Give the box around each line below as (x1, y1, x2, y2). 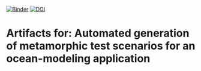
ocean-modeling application (6, 52, 151, 66)
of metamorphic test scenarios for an (6, 39, 196, 53)
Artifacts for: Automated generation (6, 27, 190, 40)
